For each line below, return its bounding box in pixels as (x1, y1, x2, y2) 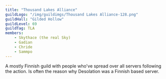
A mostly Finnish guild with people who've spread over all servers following (5, 63, 162, 69)
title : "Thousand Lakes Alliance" (5, 7, 78, 12)
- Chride (14, 44, 33, 49)
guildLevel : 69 (5, 21, 37, 26)
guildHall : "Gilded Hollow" (5, 16, 64, 21)
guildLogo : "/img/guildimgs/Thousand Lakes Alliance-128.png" (5, 12, 138, 17)
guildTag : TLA (5, 26, 35, 31)
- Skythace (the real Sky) (14, 35, 71, 40)
